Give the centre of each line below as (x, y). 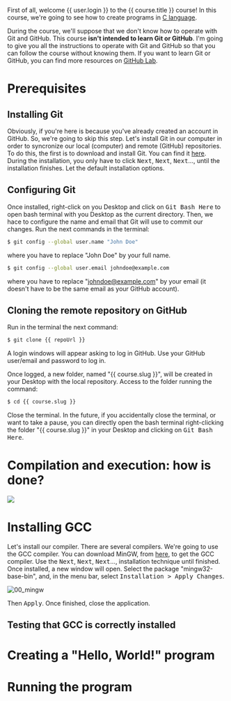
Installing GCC (50, 527)
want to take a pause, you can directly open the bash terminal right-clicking (115, 423)
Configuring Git (41, 190)
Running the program (70, 687)
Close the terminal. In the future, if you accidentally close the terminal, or (112, 415)
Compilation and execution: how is (109, 465)
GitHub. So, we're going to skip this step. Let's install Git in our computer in (115, 138)
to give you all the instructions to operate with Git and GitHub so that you (111, 46)
